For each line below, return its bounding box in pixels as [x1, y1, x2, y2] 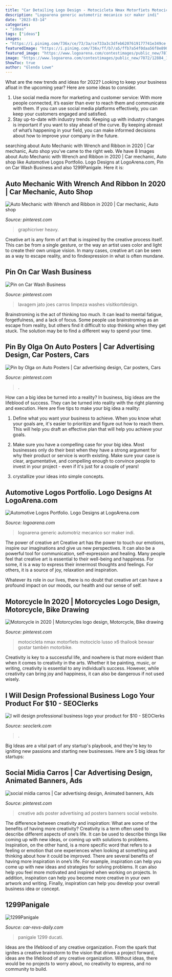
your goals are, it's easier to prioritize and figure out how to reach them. [12, 420, 165, 427]
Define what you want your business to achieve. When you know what [12, 415, 161, 421]
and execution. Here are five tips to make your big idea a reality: [5, 405, 140, 411]
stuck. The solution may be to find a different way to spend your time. [5, 328, 152, 334]
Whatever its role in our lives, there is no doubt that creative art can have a [5, 577, 163, 583]
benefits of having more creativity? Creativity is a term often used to [5, 825, 149, 831]
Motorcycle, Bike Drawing [5, 605, 90, 614]
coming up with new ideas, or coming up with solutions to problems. [5, 836, 149, 842]
